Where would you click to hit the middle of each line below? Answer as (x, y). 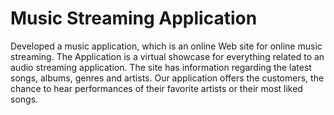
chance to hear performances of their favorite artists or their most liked (156, 88)
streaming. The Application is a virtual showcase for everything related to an (167, 56)
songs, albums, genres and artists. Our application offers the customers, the (167, 78)
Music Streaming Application (134, 18)
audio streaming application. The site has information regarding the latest (161, 67)
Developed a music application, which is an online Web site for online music (166, 46)
